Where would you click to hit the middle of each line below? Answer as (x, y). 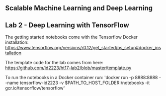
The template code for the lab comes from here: (54, 63)
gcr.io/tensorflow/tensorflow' (35, 88)
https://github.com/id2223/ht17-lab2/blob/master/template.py (68, 68)
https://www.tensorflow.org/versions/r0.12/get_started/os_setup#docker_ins (83, 48)
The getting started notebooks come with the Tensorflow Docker (72, 37)
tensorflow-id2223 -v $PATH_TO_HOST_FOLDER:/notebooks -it (85, 83)
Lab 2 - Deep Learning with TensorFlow (67, 25)
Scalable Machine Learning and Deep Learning (79, 8)
